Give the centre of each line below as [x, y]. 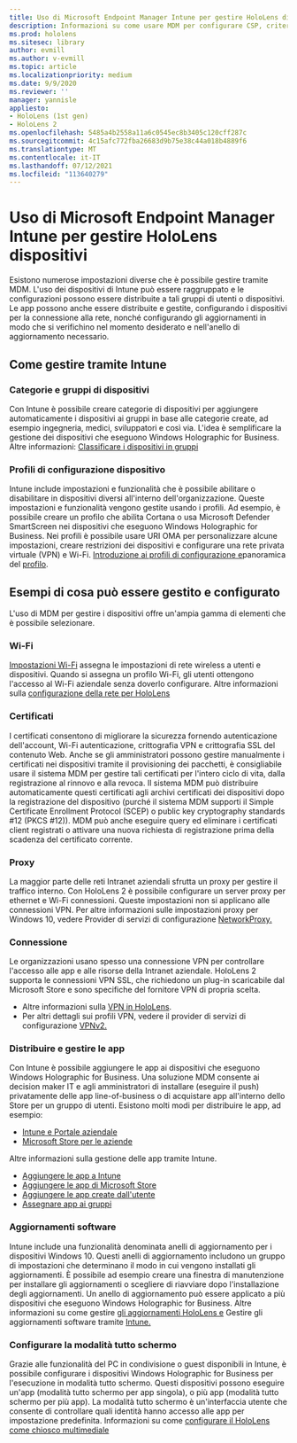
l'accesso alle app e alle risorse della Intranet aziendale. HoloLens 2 [133, 971]
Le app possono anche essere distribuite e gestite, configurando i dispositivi [148, 308]
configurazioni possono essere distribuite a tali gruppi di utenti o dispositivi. [147, 299]
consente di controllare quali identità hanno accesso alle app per [127, 1411]
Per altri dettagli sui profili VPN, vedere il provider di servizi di [133, 1017]
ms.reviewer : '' [39, 91]
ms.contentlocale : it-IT [55, 157]
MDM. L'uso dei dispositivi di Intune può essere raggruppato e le [127, 290]
